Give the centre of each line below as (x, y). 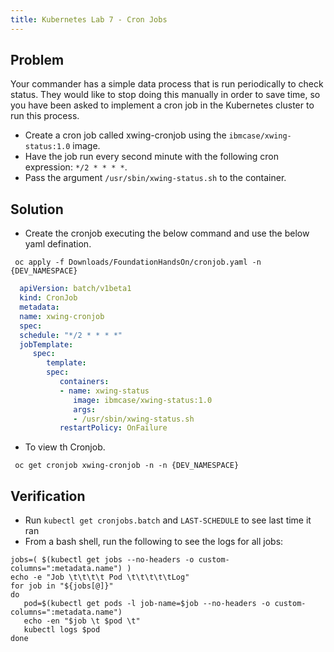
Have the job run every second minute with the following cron (152, 157)
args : (85, 409)
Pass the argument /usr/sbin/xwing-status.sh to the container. (155, 178)
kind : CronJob (48, 298)
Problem (37, 60)
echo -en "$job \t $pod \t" (82, 621)
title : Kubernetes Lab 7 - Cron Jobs (89, 19)
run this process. (45, 116)
